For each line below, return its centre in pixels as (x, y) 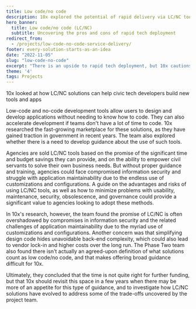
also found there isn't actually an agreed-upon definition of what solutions (95, 251)
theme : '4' (19, 71)
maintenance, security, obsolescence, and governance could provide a (91, 197)
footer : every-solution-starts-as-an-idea (58, 50)
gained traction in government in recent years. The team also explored (91, 136)
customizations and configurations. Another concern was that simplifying (94, 233)
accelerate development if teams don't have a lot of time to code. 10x (89, 123)
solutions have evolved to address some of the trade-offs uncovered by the (97, 294)
